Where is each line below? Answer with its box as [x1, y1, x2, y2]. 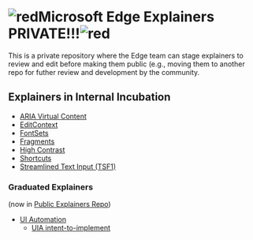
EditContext [19, 119, 58, 129]
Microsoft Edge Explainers [38, 8, 215, 26]
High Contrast [19, 144, 65, 154]
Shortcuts [19, 153, 52, 163]
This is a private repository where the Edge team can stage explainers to [8, 51, 244, 60]
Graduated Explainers [8, 182, 93, 193]
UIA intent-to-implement [31, 223, 110, 233]
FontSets [19, 128, 49, 137]
